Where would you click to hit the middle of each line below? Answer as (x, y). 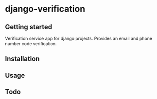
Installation (22, 59)
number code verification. (31, 44)
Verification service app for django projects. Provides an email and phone (78, 38)
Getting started (29, 27)
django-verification (45, 9)
